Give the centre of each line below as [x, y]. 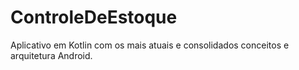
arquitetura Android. [51, 55]
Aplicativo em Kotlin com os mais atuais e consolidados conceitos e [150, 45]
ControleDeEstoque [94, 17]
